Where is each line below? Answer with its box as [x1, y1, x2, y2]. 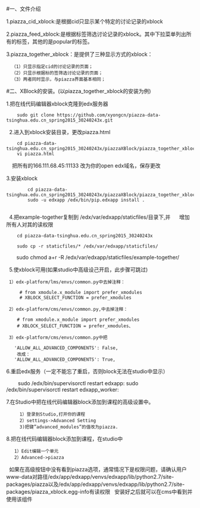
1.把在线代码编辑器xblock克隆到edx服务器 [6, 100, 108, 107]
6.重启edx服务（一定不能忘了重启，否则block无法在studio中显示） [6, 368, 168, 374]
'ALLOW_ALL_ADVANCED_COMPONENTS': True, [14, 357, 116, 363]
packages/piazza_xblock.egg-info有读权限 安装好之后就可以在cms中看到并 [6, 488, 193, 495]
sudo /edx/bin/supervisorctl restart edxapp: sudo [17, 380, 139, 386]
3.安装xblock [6, 175, 38, 182]
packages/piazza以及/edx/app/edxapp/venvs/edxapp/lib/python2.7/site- [6, 481, 185, 488]
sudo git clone [17, 112, 55, 118]
